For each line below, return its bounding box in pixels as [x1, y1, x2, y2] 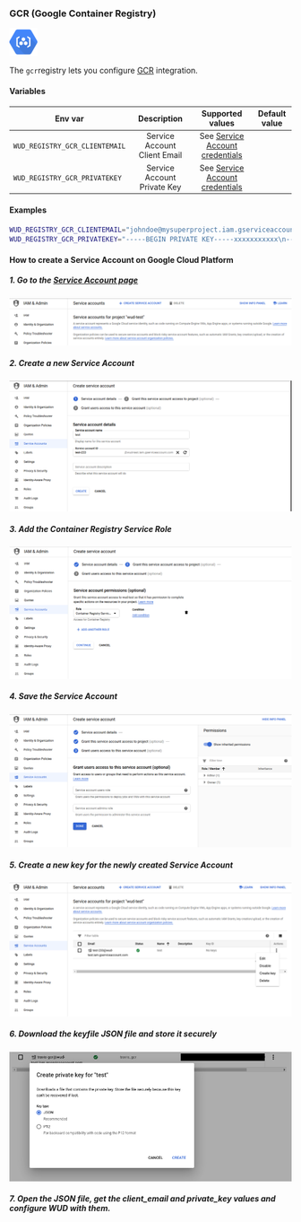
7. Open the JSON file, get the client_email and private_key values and [9, 1193, 276, 1204]
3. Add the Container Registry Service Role [9, 523, 172, 534]
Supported [201, 109, 243, 118]
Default [258, 109, 287, 118]
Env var [55, 113, 84, 124]
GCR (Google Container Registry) [9, 7, 157, 20]
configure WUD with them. [9, 1203, 111, 1214]
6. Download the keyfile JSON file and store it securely [9, 1028, 218, 1039]
